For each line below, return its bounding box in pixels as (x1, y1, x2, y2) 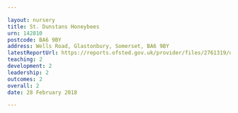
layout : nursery (7, 16, 55, 23)
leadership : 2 (7, 69, 50, 76)
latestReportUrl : (7, 49, 59, 56)
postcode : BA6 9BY (7, 36, 62, 43)
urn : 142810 (7, 30, 42, 37)
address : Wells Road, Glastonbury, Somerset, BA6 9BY (7, 43, 170, 50)
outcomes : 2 (7, 76, 42, 83)
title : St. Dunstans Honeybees (7, 23, 100, 30)
